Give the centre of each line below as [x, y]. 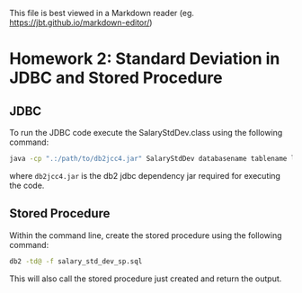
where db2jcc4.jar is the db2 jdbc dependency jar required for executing [145, 175]
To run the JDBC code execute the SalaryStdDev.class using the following [146, 133]
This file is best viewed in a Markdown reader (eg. [102, 13]
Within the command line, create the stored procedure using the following [146, 235]
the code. [27, 185]
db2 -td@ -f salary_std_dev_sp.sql [76, 261]
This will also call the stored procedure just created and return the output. [146, 279]
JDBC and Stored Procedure [116, 78]
